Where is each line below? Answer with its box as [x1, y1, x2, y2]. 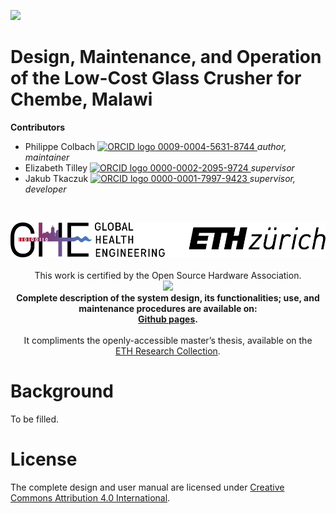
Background [10, 380, 114, 403]
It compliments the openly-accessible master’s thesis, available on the [23, 334, 313, 346]
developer [24, 183, 67, 195]
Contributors [10, 121, 66, 133]
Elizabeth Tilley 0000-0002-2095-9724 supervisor [24, 161, 295, 174]
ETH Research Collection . [115, 345, 221, 357]
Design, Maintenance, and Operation [10, 46, 322, 69]
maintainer [24, 151, 70, 163]
